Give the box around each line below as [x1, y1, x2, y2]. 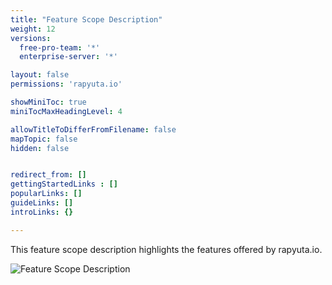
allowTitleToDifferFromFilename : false [10, 124, 177, 135]
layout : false [10, 70, 70, 80]
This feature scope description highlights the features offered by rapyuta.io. [10, 243, 323, 255]
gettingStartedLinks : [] [10, 179, 118, 190]
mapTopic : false [10, 134, 78, 144]
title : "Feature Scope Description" [10, 14, 163, 25]
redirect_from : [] [10, 170, 87, 180]
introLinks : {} [10, 207, 74, 217]
